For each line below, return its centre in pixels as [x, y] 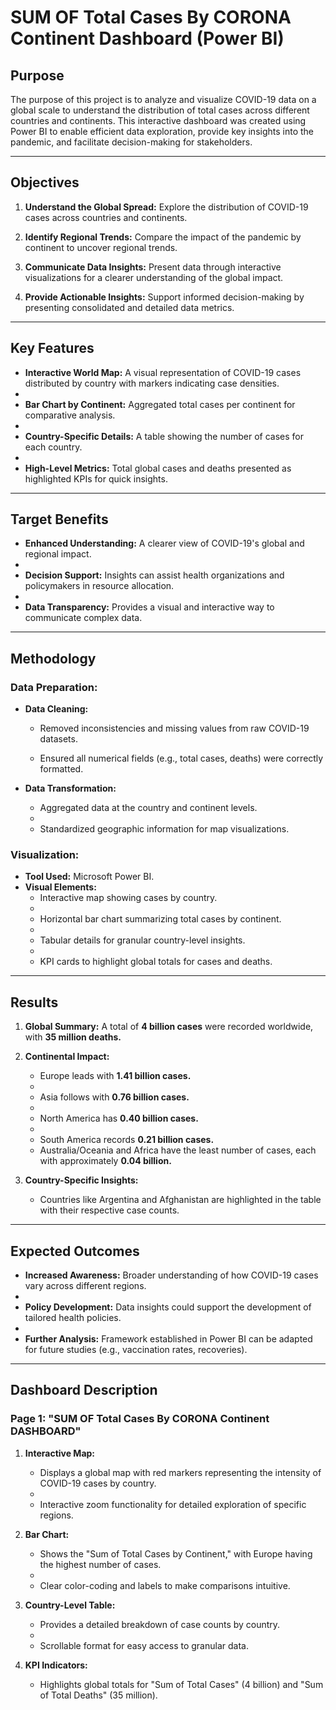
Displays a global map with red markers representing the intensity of [180, 1472]
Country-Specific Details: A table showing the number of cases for [164, 436]
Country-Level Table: [70, 1605]
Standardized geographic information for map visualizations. [164, 829]
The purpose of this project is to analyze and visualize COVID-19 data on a [163, 99]
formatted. [61, 769]
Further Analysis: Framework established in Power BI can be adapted [168, 1339]
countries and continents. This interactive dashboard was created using [158, 120]
